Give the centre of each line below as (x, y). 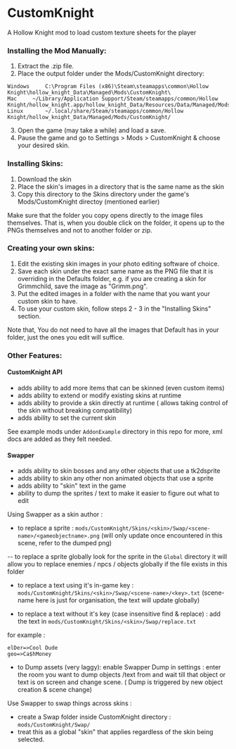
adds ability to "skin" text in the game (72, 486)
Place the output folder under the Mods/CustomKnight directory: (111, 74)
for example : (26, 635)
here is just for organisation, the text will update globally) (118, 600)
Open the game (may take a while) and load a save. (92, 130)
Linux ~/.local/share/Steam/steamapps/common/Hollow (96, 111)
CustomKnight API (35, 372)
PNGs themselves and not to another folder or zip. (80, 230)
